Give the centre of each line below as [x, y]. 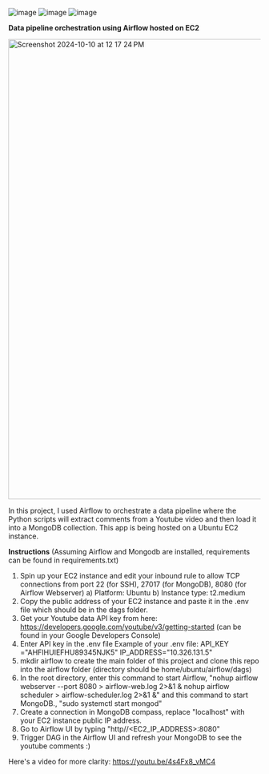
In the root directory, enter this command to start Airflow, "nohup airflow [139, 678]
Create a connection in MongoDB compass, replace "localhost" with [132, 712]
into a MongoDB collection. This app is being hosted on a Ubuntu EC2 [123, 528]
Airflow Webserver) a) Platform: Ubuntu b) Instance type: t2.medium [132, 593]
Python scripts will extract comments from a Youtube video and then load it [132, 519]
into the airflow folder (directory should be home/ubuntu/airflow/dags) [136, 669]
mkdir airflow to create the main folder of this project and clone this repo [139, 661]
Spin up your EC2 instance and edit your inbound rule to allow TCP [130, 576]
